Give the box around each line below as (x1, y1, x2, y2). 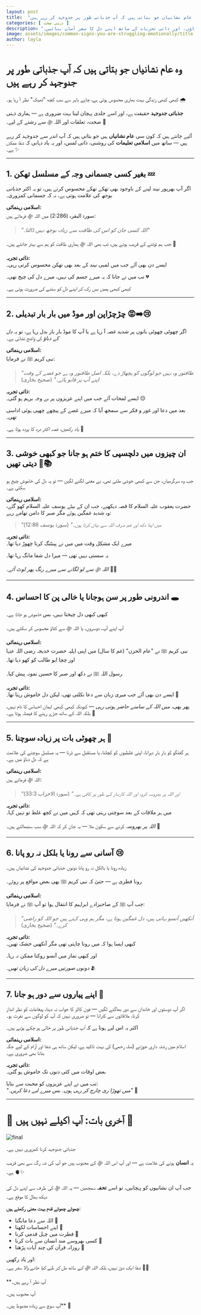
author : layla (6, 36, 42, 42)
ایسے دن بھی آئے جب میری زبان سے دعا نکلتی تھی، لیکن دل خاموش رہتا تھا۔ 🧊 (6, 691, 179, 698)
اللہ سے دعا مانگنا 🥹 (14, 1217, 58, 1224)
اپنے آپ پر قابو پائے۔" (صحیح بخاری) (20, 375, 100, 383)
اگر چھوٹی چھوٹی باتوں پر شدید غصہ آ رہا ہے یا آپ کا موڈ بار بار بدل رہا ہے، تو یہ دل (6, 328, 187, 335)
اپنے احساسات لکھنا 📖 (14, 1223, 64, 1230)
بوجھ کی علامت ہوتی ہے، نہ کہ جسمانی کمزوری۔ (6, 192, 112, 199)
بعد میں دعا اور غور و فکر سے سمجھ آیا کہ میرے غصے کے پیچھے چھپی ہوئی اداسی (6, 406, 186, 414)
